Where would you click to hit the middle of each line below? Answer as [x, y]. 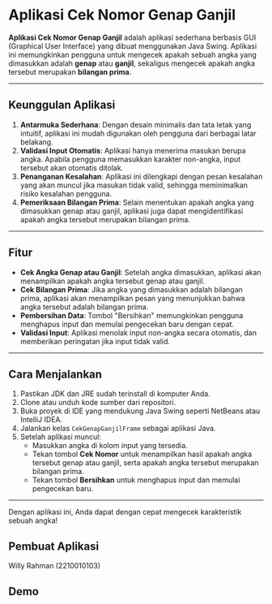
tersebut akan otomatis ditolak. [72, 167]
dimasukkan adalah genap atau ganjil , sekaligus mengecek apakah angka [132, 63]
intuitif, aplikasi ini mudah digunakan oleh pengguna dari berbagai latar [138, 133]
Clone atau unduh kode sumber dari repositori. [98, 403]
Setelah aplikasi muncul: [61, 437]
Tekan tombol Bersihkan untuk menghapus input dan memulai [136, 480]
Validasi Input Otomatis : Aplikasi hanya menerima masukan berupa [133, 150]
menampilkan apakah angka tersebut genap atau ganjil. [112, 281]
